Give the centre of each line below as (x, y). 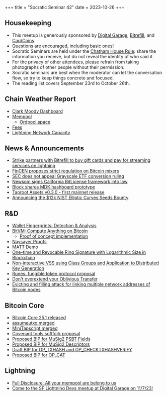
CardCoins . (24, 40)
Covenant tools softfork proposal (46, 334)
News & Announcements (44, 148)
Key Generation (28, 268)
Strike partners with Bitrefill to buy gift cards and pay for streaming (81, 160)
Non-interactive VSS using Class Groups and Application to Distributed (86, 263)
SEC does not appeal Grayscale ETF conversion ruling (68, 176)
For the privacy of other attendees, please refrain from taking (75, 62)
